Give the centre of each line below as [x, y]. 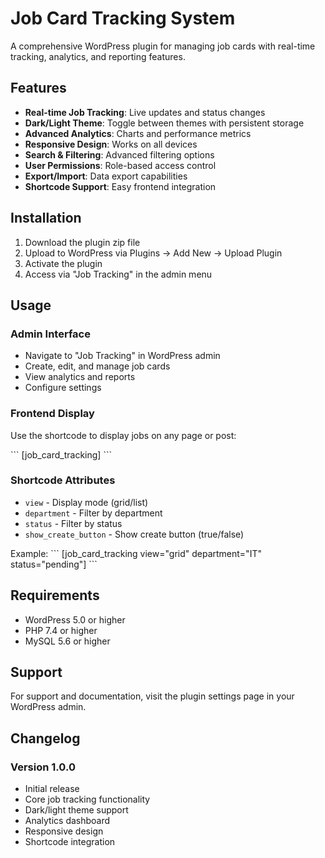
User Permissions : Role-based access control [120, 165]
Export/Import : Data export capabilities [106, 176]
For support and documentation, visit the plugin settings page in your [152, 696]
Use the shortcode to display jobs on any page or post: [123, 435]
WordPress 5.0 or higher [75, 619]
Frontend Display [52, 414]
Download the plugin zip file [82, 242]
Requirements [55, 595]
